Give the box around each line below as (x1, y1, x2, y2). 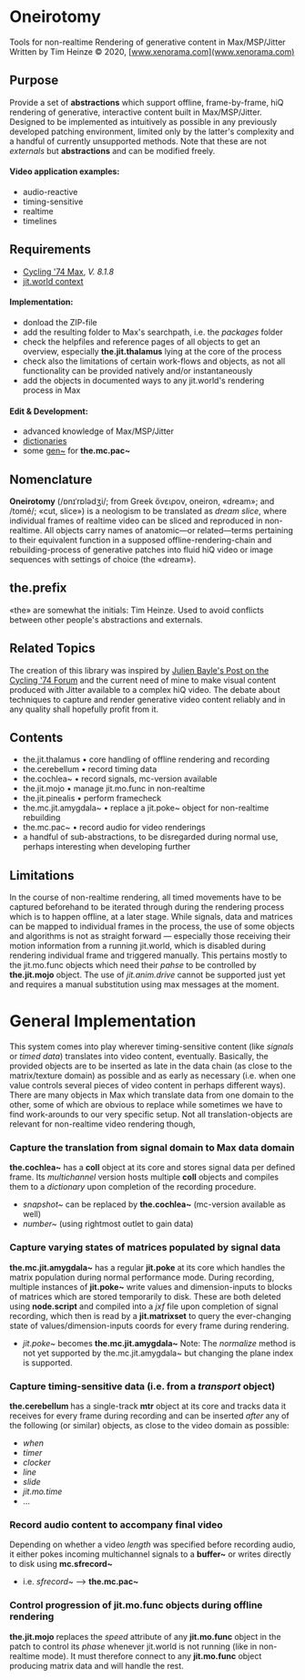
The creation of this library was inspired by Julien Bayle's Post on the (9, 665, 269, 675)
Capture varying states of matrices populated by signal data (9, 1242, 281, 1254)
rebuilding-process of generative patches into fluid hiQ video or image (9, 544, 273, 555)
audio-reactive (22, 186, 78, 197)
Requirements (9, 242, 91, 257)
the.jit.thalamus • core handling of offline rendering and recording (22, 754, 270, 765)
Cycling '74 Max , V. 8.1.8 (22, 266, 115, 277)
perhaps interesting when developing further (22, 841, 191, 852)
